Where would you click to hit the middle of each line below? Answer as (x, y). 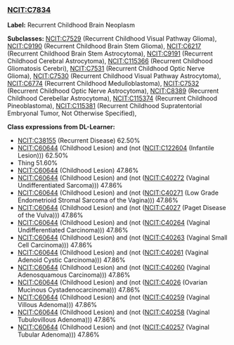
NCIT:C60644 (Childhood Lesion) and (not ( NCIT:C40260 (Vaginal (114, 268)
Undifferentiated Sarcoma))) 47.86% (70, 185)
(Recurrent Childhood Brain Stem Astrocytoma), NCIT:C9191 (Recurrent (110, 53)
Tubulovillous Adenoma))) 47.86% (66, 320)
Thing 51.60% (38, 163)
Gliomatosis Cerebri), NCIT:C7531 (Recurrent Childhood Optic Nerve (106, 69)
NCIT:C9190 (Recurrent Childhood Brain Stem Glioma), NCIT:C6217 (104, 46)
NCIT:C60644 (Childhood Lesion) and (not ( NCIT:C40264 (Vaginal (114, 223)
